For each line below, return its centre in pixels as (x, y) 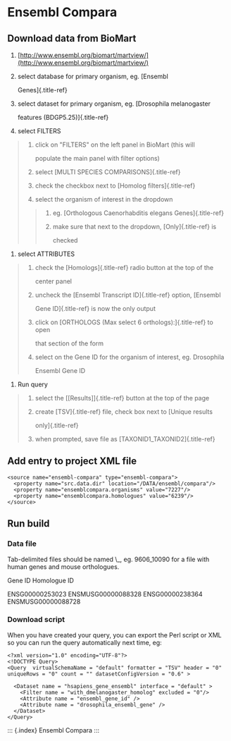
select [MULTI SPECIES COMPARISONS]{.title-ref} (108, 172)
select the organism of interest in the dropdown (104, 199)
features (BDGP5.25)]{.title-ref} (63, 117)
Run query (32, 384)
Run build (29, 523)
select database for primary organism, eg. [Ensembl (93, 76)
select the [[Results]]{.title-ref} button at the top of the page (122, 398)
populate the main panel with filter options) (97, 158)
